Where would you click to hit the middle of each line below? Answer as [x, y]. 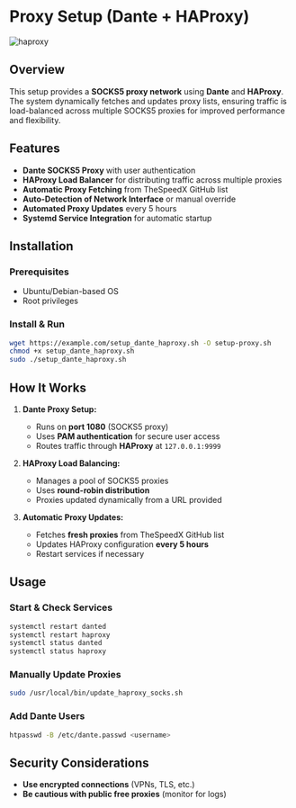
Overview [37, 70]
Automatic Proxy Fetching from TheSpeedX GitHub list [125, 189]
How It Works [48, 387]
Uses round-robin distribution [93, 490]
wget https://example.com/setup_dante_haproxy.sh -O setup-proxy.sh [140, 343]
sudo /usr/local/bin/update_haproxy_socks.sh [96, 693]
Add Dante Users [47, 716]
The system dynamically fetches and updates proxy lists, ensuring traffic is [148, 101]
